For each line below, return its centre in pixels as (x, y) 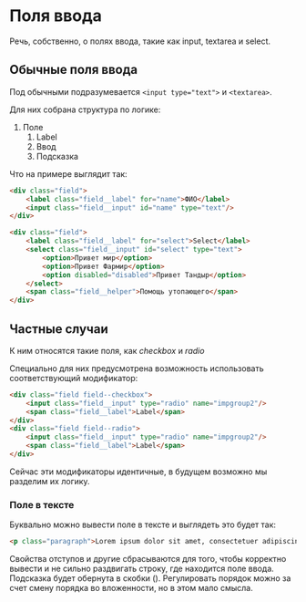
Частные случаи (59, 329)
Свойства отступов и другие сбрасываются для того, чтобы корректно (148, 559)
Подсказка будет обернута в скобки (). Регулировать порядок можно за (150, 578)
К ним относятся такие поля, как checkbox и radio (107, 350)
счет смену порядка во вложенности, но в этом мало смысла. (131, 588)
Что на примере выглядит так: (68, 173)
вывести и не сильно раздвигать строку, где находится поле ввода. (142, 569)
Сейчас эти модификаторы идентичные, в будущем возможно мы (138, 472)
